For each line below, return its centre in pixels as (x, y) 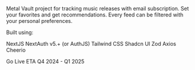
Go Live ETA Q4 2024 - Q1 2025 (45, 61)
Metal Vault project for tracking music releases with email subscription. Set (97, 9)
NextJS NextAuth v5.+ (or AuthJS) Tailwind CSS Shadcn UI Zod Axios (91, 44)
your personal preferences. (39, 21)
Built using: (20, 32)
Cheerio (16, 50)
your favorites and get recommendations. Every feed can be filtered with (95, 15)
